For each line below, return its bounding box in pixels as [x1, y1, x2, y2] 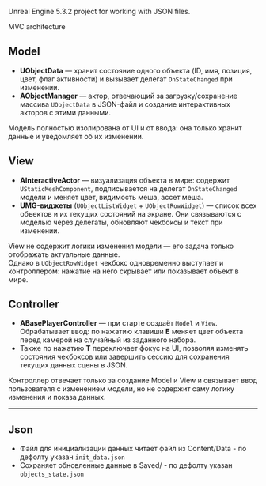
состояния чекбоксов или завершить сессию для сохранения [19, 352, 230, 362]
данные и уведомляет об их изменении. [8, 131, 144, 141]
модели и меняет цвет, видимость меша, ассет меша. [19, 192, 203, 202]
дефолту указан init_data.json [19, 452, 125, 462]
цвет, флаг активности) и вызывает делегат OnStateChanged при [19, 74, 233, 84]
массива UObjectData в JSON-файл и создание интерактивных [19, 99, 231, 109]
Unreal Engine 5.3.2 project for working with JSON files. [8, 7, 191, 16]
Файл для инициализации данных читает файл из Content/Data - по [19, 444, 247, 454]
